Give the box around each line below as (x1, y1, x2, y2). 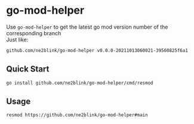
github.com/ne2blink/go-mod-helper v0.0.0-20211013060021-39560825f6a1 (6, 47, 188, 54)
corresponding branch (6, 29, 61, 36)
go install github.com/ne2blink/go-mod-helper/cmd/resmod (6, 80, 153, 86)
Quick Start (6, 64, 50, 75)
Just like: (6, 36, 29, 43)
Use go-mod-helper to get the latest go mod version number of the (6, 23, 168, 30)
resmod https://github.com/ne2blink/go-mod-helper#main (6, 112, 148, 118)
